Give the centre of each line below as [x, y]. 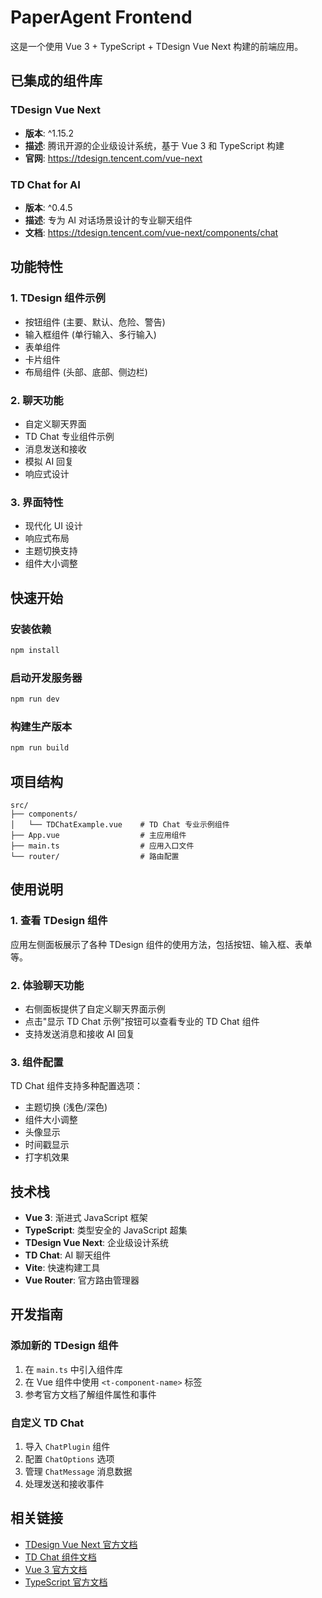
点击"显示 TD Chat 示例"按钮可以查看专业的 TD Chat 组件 [142, 1021]
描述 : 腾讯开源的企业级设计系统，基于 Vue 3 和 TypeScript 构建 [154, 145]
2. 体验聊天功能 [47, 985]
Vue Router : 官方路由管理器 [82, 1280]
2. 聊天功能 [37, 400]
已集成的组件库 [56, 81]
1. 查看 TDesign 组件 [59, 921]
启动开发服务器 [46, 678]
